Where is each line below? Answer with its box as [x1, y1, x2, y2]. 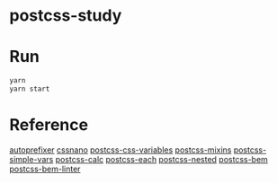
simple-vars [9, 153, 54, 164]
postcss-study [9, 5, 122, 26]
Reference [9, 115, 88, 135]
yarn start [9, 84, 50, 93]
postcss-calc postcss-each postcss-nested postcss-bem [55, 153, 268, 164]
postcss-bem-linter [9, 163, 81, 174]
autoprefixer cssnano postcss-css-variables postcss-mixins [9, 144, 232, 155]
